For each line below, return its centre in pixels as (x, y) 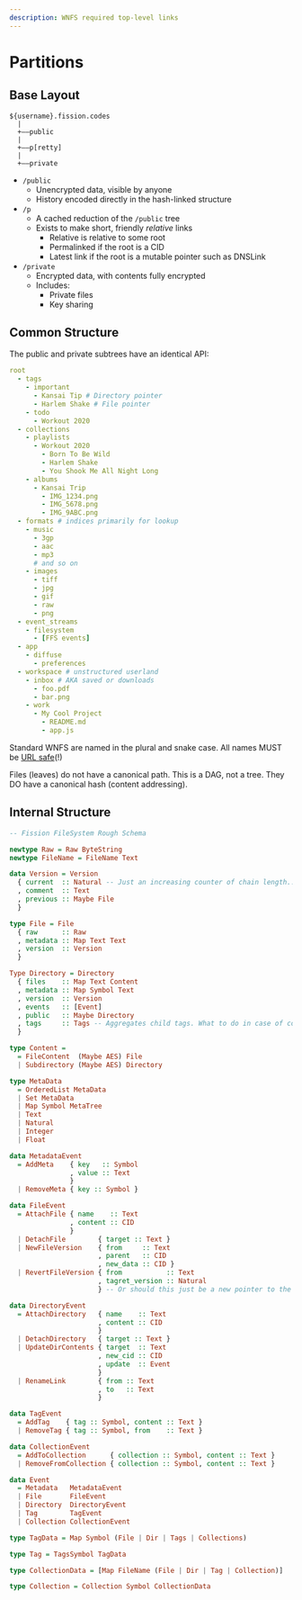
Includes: (53, 285)
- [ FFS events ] (62, 638)
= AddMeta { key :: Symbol (78, 1164)
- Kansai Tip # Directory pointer (98, 396)
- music (40, 530)
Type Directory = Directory (62, 974)
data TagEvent (36, 1414)
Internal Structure (60, 812)
